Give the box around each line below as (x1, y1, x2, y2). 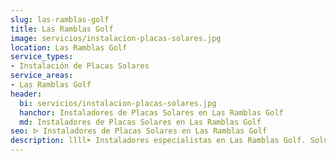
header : (10, 89, 43, 99)
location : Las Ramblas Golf (10, 42, 128, 53)
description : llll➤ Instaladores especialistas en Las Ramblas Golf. (10, 136, 307, 146)
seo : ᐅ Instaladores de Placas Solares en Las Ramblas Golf (10, 126, 268, 136)
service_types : (10, 52, 74, 62)
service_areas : (10, 71, 74, 81)
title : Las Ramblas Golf (10, 24, 114, 34)
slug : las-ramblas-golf (10, 14, 110, 25)
